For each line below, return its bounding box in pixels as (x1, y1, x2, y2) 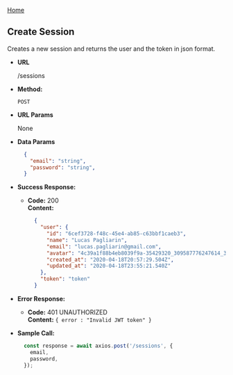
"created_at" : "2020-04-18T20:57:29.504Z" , (46, 256, 175, 263)
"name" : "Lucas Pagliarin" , (46, 237, 128, 244)
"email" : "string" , (30, 157, 87, 164)
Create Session (7, 26, 75, 38)
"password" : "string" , (30, 163, 96, 171)
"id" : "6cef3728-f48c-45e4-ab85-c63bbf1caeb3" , (46, 230, 187, 237)
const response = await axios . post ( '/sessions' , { (24, 342, 173, 349)
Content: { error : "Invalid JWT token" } (27, 315, 152, 324)
